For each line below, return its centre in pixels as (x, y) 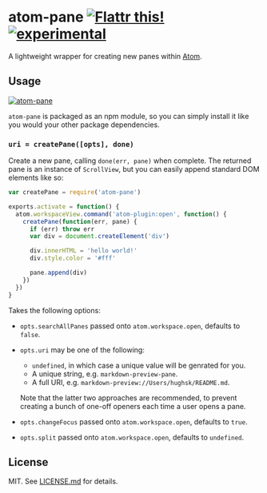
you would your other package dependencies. (84, 125)
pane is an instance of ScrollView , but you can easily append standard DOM (134, 169)
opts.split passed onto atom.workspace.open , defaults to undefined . (132, 437)
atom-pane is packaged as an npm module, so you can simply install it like (129, 116)
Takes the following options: (55, 310)
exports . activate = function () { (64, 207)
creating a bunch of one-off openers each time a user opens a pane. (133, 406)
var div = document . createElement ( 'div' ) (100, 237)
